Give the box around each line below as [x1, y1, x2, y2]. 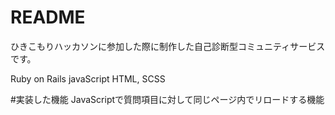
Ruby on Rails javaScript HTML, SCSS [10, 72, 166, 85]
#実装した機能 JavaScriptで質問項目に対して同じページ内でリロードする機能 [10, 93, 325, 105]
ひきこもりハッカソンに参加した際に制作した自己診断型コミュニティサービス [10, 40, 326, 52]
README [10, 6, 86, 29]
